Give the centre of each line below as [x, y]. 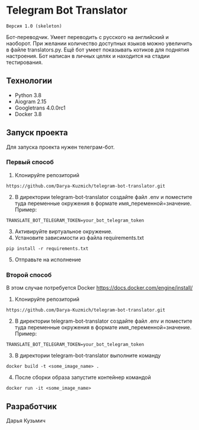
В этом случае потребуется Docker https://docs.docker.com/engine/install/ [99, 288]
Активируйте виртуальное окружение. [63, 231]
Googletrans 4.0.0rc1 [40, 108]
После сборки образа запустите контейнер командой [83, 377]
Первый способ [30, 162]
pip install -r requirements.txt [47, 248]
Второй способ [29, 275]
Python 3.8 [28, 95]
